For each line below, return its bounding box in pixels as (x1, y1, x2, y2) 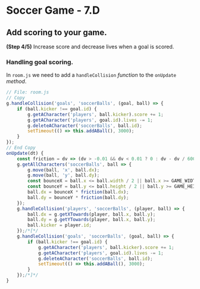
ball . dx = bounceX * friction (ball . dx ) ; (27, 189, 129, 195)
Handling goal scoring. (6, 58, 73, 66)
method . (6, 78, 27, 85)
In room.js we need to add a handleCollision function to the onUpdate (6, 72, 177, 79)
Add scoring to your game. (6, 27, 107, 38)
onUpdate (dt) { (6, 150, 44, 156)
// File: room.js (6, 89, 49, 95)
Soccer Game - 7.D (6, 4, 100, 17)
